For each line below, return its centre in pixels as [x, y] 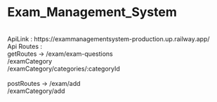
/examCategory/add [36, 91]
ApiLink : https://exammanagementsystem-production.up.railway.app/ [108, 38]
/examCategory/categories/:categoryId [64, 68]
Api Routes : [25, 46]
